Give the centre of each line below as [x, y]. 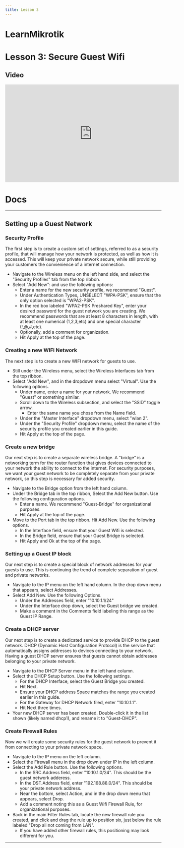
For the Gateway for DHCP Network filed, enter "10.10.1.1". [78, 702]
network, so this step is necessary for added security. [60, 479]
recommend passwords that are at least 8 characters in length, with [89, 316]
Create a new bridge [30, 447]
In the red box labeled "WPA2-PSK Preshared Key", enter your [83, 306]
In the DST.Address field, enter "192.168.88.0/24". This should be [86, 783]
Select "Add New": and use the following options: [62, 285]
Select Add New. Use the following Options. [57, 595]
